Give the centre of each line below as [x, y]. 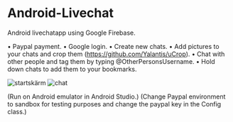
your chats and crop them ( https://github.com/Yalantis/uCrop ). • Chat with [116, 54]
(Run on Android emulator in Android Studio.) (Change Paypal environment [116, 96]
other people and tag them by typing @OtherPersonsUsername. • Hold [111, 61]
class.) [17, 111]
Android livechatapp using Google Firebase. [72, 33]
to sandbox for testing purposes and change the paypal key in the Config [114, 104]
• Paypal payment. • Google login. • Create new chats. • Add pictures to [113, 46]
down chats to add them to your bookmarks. [72, 69]
